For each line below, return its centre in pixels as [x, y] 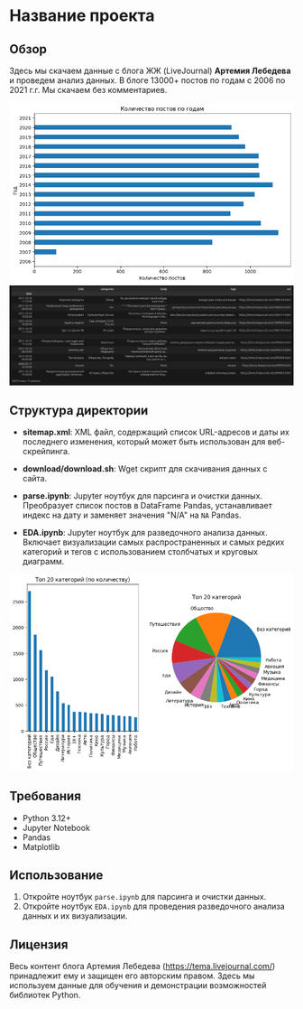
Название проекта [82, 16]
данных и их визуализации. [75, 916]
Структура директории [79, 411]
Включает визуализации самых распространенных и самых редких [153, 542]
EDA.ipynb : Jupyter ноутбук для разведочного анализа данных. [145, 533]
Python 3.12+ [46, 817]
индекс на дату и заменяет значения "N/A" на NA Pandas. [132, 515]
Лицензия [39, 944]
